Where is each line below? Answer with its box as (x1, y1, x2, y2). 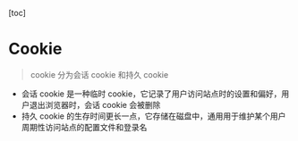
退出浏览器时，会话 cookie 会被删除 (29, 99, 161, 110)
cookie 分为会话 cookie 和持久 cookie (30, 69, 169, 79)
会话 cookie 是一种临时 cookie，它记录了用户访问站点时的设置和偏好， (21, 88, 282, 99)
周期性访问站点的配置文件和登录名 (21, 121, 148, 132)
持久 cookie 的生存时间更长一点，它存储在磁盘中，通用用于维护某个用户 (21, 111, 286, 121)
